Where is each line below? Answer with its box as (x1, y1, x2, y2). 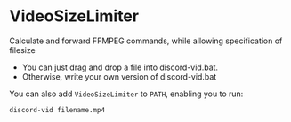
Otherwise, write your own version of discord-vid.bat (21, 71, 217, 81)
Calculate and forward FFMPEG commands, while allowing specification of (9, 35, 283, 46)
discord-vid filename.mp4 (9, 105, 105, 114)
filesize (9, 44, 36, 55)
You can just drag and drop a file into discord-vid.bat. (21, 62, 219, 72)
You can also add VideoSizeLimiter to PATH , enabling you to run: (9, 88, 244, 99)
